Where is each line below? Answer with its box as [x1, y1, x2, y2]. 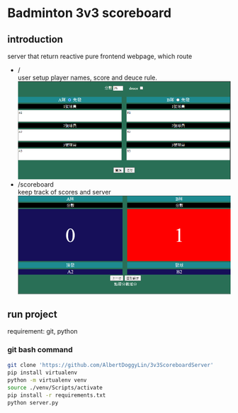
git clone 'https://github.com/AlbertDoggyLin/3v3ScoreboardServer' [7, 362, 214, 369]
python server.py [7, 399, 59, 406]
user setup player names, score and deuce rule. [17, 73, 158, 82]
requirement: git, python [7, 327, 78, 336]
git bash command [7, 344, 73, 354]
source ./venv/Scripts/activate [7, 384, 103, 391]
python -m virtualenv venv [7, 377, 87, 384]
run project [7, 308, 58, 320]
